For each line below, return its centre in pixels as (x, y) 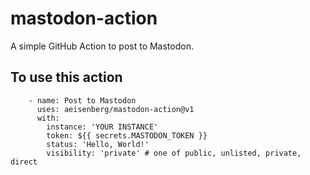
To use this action (66, 77)
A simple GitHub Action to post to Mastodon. (102, 46)
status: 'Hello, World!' (98, 144)
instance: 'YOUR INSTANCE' (102, 127)
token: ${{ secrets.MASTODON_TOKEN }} (127, 135)
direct (24, 162)
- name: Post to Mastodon (82, 100)
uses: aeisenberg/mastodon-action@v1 (115, 109)
